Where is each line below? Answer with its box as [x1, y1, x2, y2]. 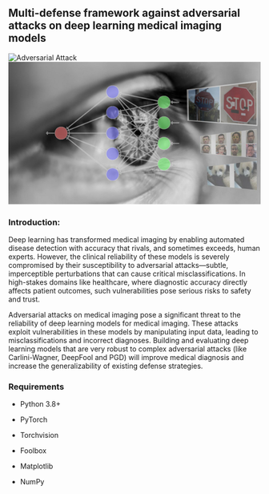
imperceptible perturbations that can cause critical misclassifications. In [8, 269, 246, 278]
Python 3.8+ [19, 399, 62, 409]
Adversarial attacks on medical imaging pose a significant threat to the [8, 310, 242, 319]
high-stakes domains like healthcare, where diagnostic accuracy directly [8, 277, 248, 287]
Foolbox [19, 446, 46, 456]
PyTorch [19, 415, 48, 424]
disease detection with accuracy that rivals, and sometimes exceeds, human [8, 243, 260, 253]
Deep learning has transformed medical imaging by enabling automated [8, 234, 245, 244]
